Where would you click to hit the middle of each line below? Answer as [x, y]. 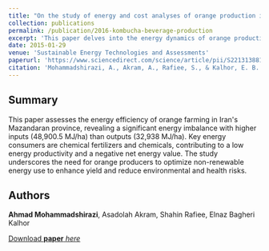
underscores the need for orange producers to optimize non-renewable [126, 161]
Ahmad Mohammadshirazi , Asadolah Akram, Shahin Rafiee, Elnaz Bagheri [132, 215]
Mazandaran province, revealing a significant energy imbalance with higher [132, 128]
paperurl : [25, 61]
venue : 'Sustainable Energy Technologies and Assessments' [109, 53]
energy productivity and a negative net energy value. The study [113, 153]
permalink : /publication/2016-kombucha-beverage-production [111, 30]
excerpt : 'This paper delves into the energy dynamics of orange [119, 38]
